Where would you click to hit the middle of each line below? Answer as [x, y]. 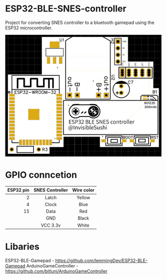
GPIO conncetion [41, 175]
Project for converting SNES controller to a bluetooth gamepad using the [80, 22]
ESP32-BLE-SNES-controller [66, 9]
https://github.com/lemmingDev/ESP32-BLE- [101, 261]
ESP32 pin [18, 190]
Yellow [83, 197]
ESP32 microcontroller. [29, 27]
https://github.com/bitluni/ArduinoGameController [56, 271]
